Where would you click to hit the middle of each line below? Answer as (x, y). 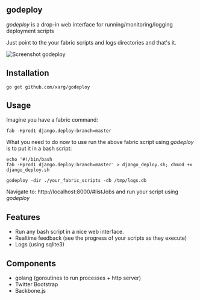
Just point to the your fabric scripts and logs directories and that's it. (91, 42)
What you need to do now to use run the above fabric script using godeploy (100, 142)
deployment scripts (30, 31)
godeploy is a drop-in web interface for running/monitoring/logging (90, 24)
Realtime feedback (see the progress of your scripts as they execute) (101, 238)
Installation (28, 73)
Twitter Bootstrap (36, 284)
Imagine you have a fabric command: (52, 120)
